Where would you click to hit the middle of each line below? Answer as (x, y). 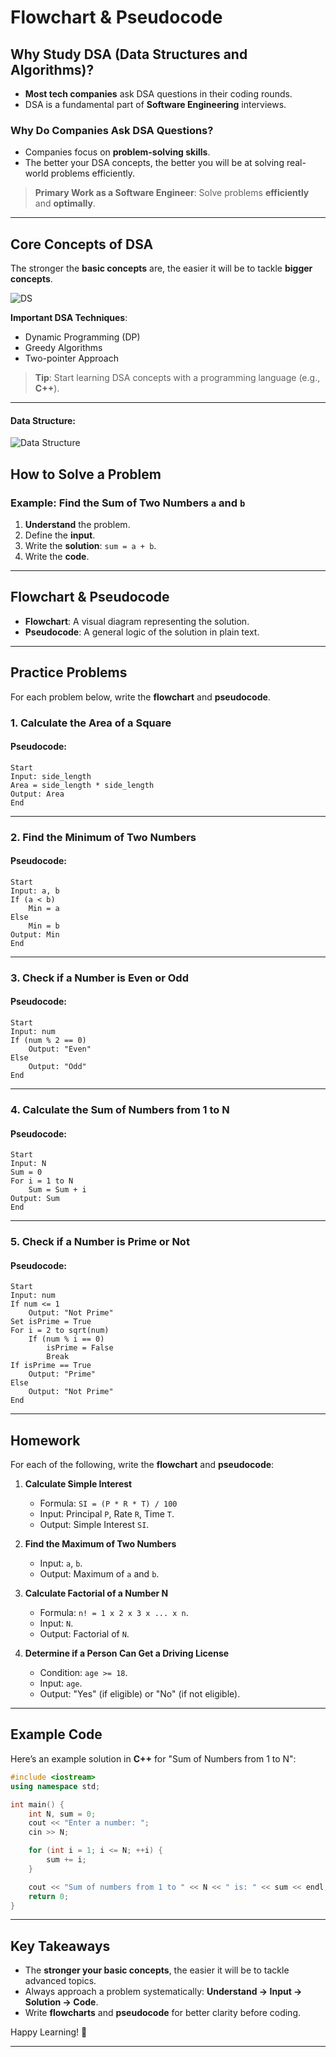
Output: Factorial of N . (84, 1634)
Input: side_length (51, 776)
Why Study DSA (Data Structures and (129, 54)
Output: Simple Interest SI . (94, 1525)
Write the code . (57, 556)
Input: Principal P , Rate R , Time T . (107, 1514)
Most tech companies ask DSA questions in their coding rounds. (158, 94)
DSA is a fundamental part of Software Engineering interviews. (155, 104)
